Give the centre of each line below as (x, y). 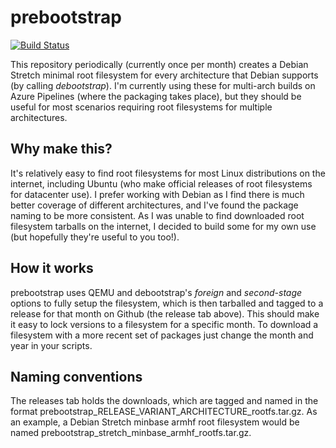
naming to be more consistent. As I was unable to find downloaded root (157, 215)
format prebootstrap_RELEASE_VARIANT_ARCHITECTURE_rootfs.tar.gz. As (164, 412)
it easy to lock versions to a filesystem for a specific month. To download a (164, 324)
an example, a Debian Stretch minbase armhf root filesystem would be (155, 422)
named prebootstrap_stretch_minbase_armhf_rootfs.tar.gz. (131, 433)
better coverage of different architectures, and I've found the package (154, 205)
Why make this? (61, 149)
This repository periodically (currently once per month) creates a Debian (159, 64)
